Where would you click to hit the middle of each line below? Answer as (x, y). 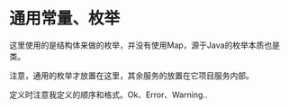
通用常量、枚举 (65, 18)
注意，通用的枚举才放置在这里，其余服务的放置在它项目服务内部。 (131, 75)
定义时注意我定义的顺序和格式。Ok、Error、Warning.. (109, 95)
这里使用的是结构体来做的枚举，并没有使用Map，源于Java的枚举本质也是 (145, 45)
